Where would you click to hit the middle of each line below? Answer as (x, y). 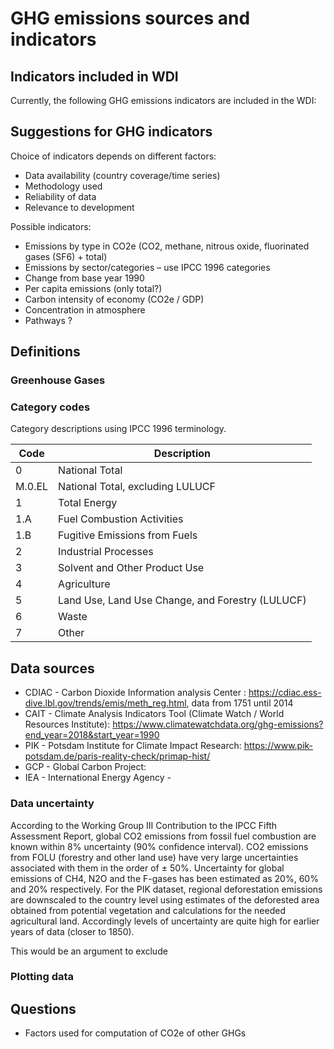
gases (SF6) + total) (66, 256)
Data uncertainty (52, 804)
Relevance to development (79, 207)
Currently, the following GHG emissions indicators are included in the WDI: (163, 100)
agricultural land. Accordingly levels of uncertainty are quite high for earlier (165, 921)
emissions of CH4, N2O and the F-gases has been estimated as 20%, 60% (164, 878)
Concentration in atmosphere (85, 309)
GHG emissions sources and (130, 18)
